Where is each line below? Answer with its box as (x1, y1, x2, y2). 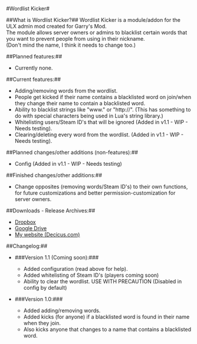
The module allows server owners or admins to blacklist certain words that (6, 29, 188, 36)
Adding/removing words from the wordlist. (14, 87, 118, 94)
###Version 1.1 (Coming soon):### (14, 254, 99, 261)
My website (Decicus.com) (14, 231, 80, 238)
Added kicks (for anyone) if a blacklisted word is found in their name (23, 313, 190, 320)
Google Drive (14, 225, 47, 232)
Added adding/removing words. (23, 307, 101, 314)
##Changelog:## (6, 243, 48, 250)
